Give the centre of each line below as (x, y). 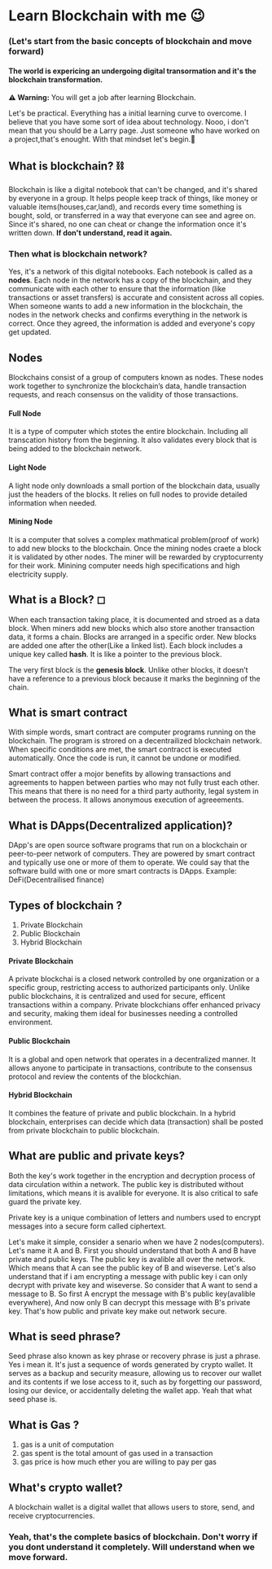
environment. (31, 1022)
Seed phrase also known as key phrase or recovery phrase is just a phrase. (134, 1356)
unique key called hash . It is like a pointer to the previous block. (115, 654)
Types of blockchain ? (66, 905)
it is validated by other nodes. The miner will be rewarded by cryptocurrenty (136, 557)
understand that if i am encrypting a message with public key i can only (128, 1276)
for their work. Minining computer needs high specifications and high (124, 565)
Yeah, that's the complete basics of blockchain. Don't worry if (133, 1536)
